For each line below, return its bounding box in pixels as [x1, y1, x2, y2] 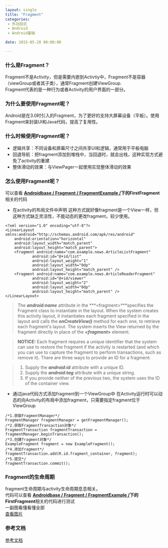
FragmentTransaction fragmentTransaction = [5, 428, 97, 433]
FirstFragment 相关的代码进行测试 [5, 498, 75, 504]
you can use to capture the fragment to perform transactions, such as [17, 349, 161, 355]
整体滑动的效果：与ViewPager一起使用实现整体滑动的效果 [12, 164, 131, 170]
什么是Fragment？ [5, 61, 50, 68]
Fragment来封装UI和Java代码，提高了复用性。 [5, 119, 101, 125]
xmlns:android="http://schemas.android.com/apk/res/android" [5, 232, 135, 237]
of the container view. [24, 380, 70, 386]
